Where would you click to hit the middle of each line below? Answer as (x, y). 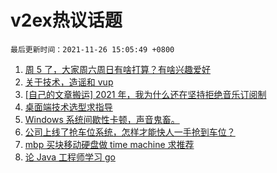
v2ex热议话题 (66, 20)
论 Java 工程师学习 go (70, 157)
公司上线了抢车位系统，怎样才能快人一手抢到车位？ (130, 132)
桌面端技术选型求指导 (68, 107)
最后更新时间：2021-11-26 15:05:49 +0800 (92, 49)
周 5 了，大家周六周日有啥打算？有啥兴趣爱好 (117, 69)
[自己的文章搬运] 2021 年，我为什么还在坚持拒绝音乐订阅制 (145, 94)
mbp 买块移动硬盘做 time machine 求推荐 (109, 144)
